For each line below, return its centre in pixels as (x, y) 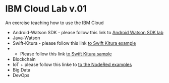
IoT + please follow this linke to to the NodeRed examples (72, 64)
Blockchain (24, 59)
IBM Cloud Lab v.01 (46, 9)
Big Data (21, 70)
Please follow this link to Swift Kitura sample (66, 54)
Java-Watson (26, 38)
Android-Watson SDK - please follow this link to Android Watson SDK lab (88, 32)
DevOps (21, 75)
